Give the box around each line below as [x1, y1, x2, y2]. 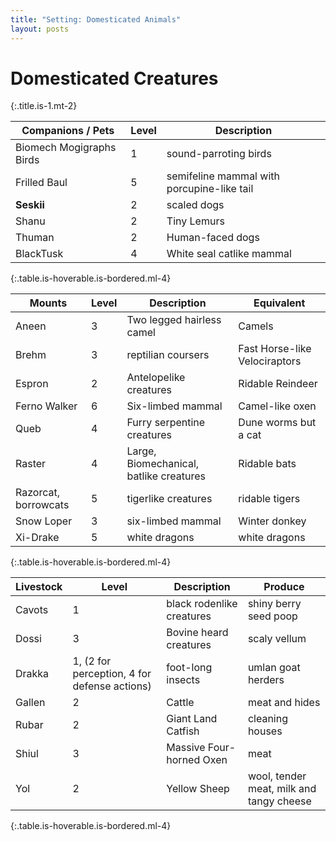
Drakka [15, 667, 50, 681]
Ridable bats [238, 457, 297, 471]
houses [247, 724, 283, 738]
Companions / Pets [21, 124, 115, 138]
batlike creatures [126, 469, 206, 483]
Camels [238, 319, 274, 333]
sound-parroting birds [166, 147, 272, 161]
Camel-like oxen [238, 399, 317, 413]
